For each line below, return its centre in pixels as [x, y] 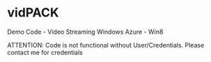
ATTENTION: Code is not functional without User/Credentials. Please [106, 45]
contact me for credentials [45, 52]
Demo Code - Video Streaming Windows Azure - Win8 [85, 32]
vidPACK [33, 13]
